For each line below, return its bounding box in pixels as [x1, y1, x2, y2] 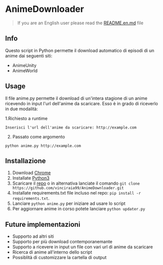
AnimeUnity [12, 62, 37, 68]
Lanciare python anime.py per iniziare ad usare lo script [12, 200, 126, 206]
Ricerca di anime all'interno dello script [12, 249, 92, 255]
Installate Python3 [12, 175, 50, 181]
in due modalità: [5, 106, 38, 112]
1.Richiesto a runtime [5, 115, 48, 121]
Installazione [5, 156, 46, 165]
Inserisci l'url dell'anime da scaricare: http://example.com [5, 125, 137, 130]
